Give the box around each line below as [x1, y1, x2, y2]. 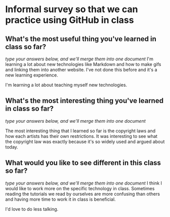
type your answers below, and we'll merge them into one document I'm [5, 56, 153, 62]
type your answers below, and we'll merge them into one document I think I [5, 180, 162, 186]
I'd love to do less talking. [5, 206, 59, 212]
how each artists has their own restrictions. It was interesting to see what [5, 133, 158, 139]
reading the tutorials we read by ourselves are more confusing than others [5, 191, 160, 197]
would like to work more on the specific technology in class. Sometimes [5, 185, 155, 191]
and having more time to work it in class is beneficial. [5, 196, 116, 202]
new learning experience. [5, 72, 58, 78]
